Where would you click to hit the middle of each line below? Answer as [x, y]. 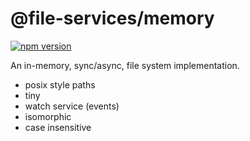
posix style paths [60, 84]
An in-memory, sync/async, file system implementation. [125, 65]
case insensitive [58, 127]
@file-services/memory [112, 18]
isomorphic [48, 116]
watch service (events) [72, 106]
